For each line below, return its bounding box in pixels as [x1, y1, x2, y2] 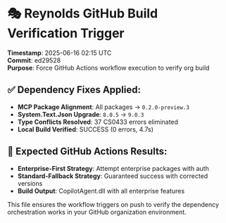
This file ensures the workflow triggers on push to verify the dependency [7, 200, 220, 208]
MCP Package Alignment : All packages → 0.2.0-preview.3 [17, 103, 190, 111]
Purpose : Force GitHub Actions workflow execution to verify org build [7, 63, 210, 72]
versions [17, 179, 43, 187]
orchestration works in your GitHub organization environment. [7, 208, 187, 216]
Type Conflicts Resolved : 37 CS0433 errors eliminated [17, 117, 178, 126]
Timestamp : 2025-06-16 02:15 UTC [7, 49, 112, 57]
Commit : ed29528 [7, 56, 61, 64]
